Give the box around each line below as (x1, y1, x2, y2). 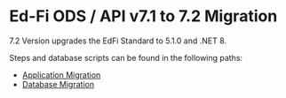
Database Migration (21, 79, 95, 89)
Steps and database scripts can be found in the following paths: (9, 52, 242, 63)
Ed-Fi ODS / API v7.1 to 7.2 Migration (9, 6, 278, 26)
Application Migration (21, 69, 101, 80)
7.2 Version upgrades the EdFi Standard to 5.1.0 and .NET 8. (9, 35, 227, 46)
